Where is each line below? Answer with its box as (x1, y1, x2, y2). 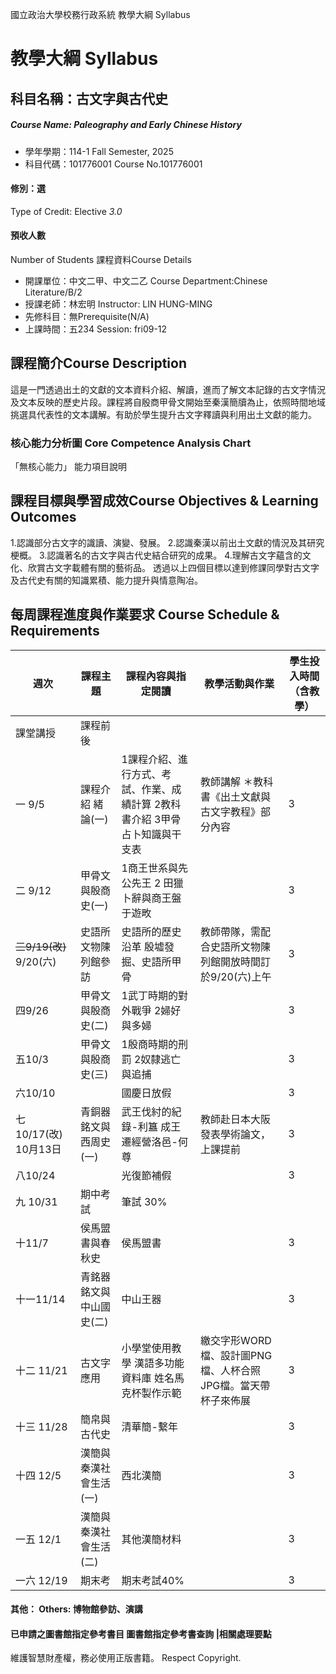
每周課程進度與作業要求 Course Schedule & (10, 606, 280, 623)
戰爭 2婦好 (131, 1003, 182, 1017)
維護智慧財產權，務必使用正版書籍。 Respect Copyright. (10, 1652, 242, 1664)
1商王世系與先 (121, 861, 188, 875)
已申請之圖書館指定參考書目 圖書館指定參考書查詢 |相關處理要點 (10, 1628, 272, 1640)
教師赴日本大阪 (200, 1112, 272, 1126)
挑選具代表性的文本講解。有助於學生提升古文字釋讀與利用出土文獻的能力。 (10, 408, 317, 420)
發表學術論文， (200, 1127, 272, 1141)
